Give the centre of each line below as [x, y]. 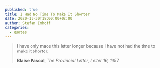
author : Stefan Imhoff [28, 23]
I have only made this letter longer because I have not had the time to [86, 46]
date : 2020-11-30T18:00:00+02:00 [39, 18]
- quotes [18, 32]
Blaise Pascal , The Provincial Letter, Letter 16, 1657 [68, 60]
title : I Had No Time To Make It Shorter [48, 14]
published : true [21, 9]
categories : [17, 28]
